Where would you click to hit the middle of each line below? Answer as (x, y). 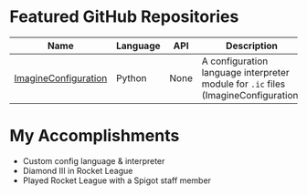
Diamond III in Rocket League (78, 170)
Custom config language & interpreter (94, 160)
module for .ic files (243, 84)
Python (131, 77)
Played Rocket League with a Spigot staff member (117, 180)
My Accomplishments (95, 136)
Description (252, 46)
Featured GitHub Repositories (124, 17)
